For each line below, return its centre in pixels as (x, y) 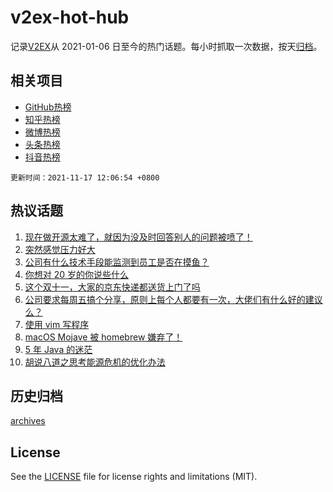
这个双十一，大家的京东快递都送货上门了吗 (112, 287)
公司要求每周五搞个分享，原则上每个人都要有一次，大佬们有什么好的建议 (173, 299)
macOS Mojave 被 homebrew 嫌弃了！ (103, 337)
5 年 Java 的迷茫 (58, 349)
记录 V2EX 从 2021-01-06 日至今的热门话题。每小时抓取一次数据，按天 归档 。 (166, 46)
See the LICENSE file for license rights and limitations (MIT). (134, 477)
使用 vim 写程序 (57, 324)
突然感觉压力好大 (60, 249)
